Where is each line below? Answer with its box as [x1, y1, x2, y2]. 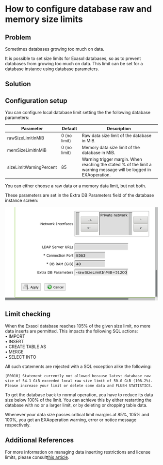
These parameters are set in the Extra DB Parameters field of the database [5, 192, 154, 198]
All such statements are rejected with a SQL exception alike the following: [5, 363, 152, 369]
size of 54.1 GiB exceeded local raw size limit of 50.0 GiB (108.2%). [5, 378, 153, 383]
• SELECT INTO [5, 354, 36, 360]
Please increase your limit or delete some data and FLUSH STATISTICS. [5, 383, 153, 388]
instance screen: [5, 197, 38, 203]
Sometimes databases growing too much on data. [5, 46, 104, 52]
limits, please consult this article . [5, 454, 69, 460]
